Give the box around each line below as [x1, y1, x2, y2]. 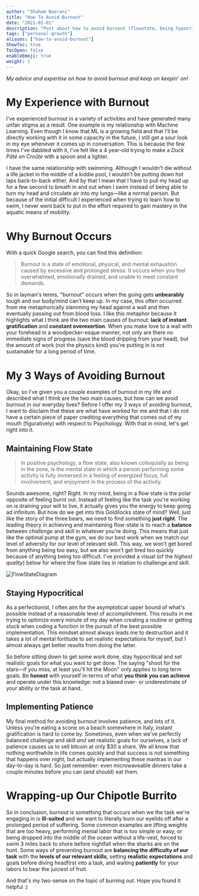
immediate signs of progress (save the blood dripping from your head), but [6, 335, 189, 342]
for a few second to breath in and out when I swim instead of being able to [6, 184, 188, 191]
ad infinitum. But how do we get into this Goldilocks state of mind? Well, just [6, 509, 191, 516]
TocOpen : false [6, 48, 44, 53]
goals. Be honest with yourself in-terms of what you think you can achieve [6, 672, 191, 679]
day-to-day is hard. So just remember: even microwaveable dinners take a [6, 762, 187, 769]
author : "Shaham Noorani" [6, 8, 70, 15]
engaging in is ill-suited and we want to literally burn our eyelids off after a [6, 815, 188, 822]
